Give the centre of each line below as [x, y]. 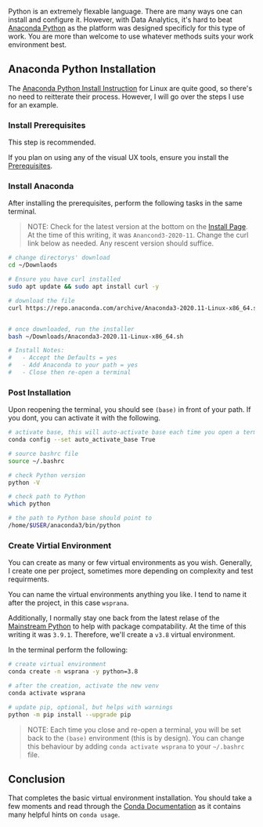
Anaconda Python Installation [82, 69]
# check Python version [47, 475]
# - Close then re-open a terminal [70, 373]
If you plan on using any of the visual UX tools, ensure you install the [119, 158]
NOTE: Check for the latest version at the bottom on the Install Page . [137, 227]
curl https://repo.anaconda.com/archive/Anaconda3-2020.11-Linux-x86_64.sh [134, 308]
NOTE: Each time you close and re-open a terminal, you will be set [134, 730]
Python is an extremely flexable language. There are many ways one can [125, 11]
